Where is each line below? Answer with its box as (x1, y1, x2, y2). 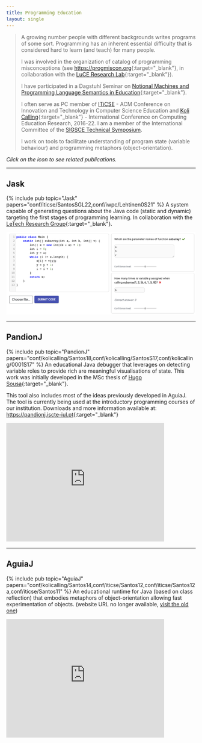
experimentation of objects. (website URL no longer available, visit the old (6, 600, 189, 608)
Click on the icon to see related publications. (6, 155, 117, 163)
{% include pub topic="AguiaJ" (6, 575, 84, 582)
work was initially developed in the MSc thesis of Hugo (6, 373, 142, 381)
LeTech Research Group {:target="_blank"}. (6, 220, 112, 228)
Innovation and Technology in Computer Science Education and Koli (20, 107, 189, 114)
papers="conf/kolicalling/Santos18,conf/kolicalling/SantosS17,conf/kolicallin (6, 354, 194, 361)
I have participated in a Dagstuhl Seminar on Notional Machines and (20, 82, 189, 90)
